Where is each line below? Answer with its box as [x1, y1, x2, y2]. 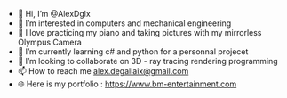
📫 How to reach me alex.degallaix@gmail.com [17, 66, 189, 76]
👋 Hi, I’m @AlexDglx [17, 9, 91, 19]
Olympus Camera [17, 37, 82, 47]
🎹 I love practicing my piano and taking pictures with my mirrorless [17, 28, 262, 37]
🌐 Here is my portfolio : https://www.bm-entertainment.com [17, 78, 237, 89]
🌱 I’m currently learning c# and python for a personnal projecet [17, 46, 249, 57]
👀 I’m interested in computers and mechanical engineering [17, 18, 232, 29]
